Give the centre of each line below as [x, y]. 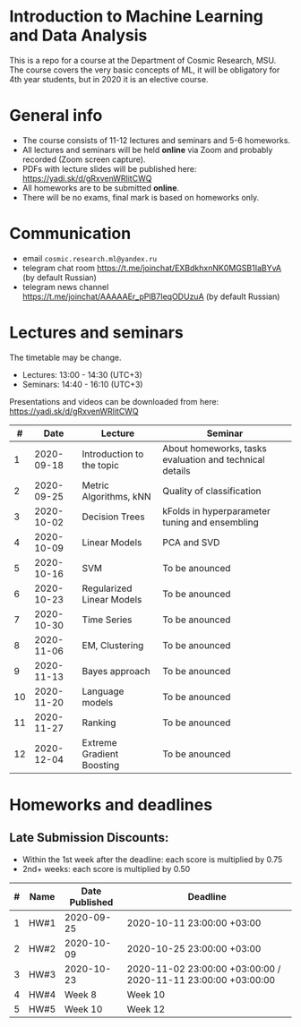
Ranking [99, 723]
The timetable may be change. [65, 357]
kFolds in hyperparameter [217, 510]
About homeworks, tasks [215, 448]
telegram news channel [65, 287]
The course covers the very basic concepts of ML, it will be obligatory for [145, 70]
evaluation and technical [214, 459]
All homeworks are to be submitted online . [101, 188]
